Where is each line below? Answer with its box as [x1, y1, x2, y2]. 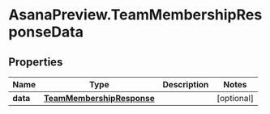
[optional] [216, 93, 254, 103]
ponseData [8, 23, 84, 41]
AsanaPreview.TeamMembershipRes [8, 6, 263, 24]
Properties [8, 55, 63, 69]
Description [162, 79, 209, 90]
